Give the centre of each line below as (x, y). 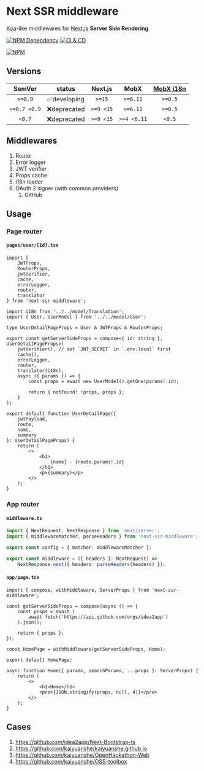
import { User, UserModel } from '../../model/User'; (77, 317)
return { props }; (41, 633)
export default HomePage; (39, 660)
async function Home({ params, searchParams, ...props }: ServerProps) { (103, 670)
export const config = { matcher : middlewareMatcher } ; (79, 548)
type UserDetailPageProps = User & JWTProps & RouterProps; (85, 328)
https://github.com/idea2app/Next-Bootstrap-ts (75, 742)
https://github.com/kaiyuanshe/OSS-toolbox (71, 761)
